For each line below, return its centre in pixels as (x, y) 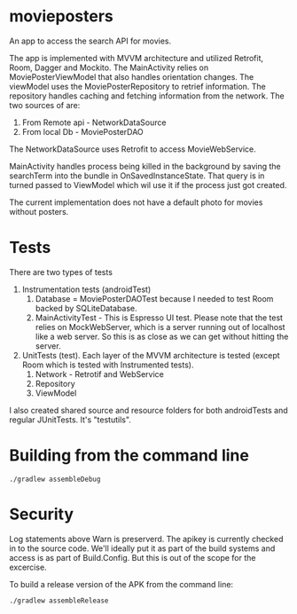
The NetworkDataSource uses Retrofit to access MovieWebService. (133, 149)
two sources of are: (45, 105)
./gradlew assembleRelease (59, 601)
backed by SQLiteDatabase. (86, 308)
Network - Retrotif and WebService (99, 374)
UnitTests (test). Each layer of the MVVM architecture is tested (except (151, 355)
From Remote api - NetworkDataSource (94, 122)
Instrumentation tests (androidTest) (86, 289)
